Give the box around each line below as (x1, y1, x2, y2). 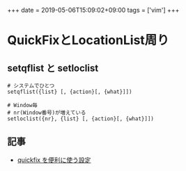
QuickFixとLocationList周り (7, 33, 169, 48)
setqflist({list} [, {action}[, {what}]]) (7, 88, 132, 95)
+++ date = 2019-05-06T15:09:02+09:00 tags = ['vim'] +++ (7, 6, 180, 14)
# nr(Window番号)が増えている (7, 109, 86, 116)
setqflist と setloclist (7, 62, 99, 74)
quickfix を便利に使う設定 (17, 156, 91, 164)
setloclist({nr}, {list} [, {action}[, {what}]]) (7, 115, 155, 122)
